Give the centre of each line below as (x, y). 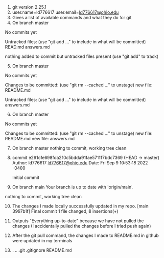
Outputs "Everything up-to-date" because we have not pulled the (78, 221)
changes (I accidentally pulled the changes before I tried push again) (82, 226)
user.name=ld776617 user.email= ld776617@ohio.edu (65, 12)
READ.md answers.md (27, 47)
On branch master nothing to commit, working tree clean (69, 148)
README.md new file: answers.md (40, 139)
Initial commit (26, 178)
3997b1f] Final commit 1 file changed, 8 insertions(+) (65, 211)
